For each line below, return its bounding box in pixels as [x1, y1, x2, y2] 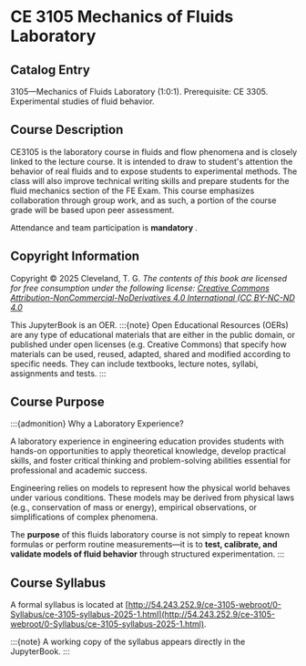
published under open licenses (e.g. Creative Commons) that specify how [10, 339, 288, 350]
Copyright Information [10, 249, 140, 264]
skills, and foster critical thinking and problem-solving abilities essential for [10, 456, 291, 466]
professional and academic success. [10, 465, 148, 476]
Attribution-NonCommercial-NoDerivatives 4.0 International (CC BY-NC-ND [10, 292, 295, 302]
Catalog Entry [10, 62, 90, 77]
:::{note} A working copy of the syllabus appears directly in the [10, 636, 246, 648]
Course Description [10, 122, 124, 138]
